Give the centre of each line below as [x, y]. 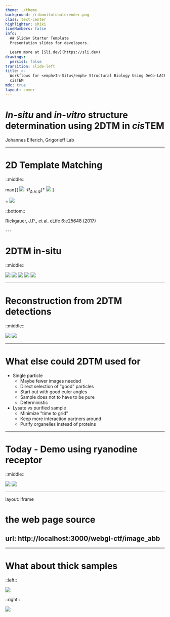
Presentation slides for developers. [50, 43]
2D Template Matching [54, 165]
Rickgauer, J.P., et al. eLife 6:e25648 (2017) [51, 221]
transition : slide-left [30, 66]
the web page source [50, 520]
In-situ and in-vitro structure [67, 115]
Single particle [28, 375]
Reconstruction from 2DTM [64, 301]
